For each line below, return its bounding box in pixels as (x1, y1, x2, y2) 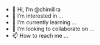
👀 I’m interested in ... (12, 12, 64, 19)
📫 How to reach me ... (12, 32, 68, 39)
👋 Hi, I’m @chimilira (12, 6, 61, 13)
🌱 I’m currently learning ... (12, 19, 77, 26)
